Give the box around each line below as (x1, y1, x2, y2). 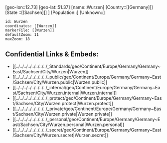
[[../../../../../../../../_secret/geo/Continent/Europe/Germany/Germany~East (12, 127, 162, 133)
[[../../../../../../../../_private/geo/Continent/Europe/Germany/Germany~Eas (12, 106, 162, 112)
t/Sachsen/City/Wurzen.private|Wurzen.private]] (12, 111, 112, 117)
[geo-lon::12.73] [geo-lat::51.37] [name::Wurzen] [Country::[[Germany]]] (5, 4, 153, 10)
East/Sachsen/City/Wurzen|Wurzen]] (12, 68, 89, 74)
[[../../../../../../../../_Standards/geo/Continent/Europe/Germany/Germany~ (12, 63, 161, 69)
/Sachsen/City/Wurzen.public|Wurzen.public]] (12, 79, 108, 85)
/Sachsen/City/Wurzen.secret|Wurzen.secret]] (12, 132, 108, 138)
